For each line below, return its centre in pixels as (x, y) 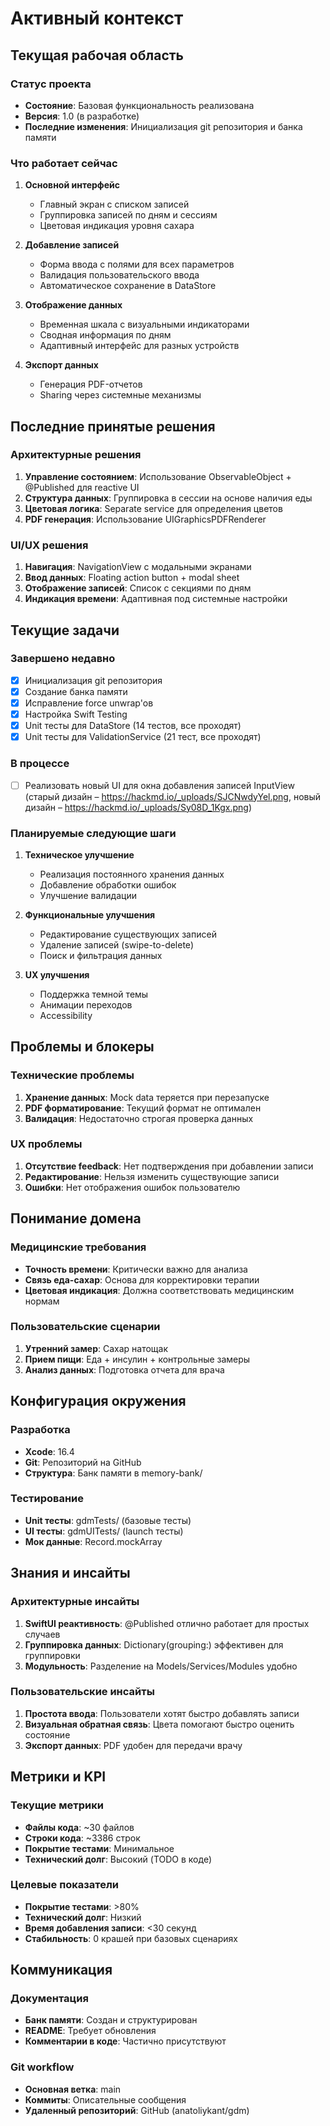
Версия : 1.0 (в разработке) (82, 116)
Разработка (40, 1430)
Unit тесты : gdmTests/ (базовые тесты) (108, 1520)
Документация (49, 1999)
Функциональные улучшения (90, 914)
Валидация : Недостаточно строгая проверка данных (139, 1118)
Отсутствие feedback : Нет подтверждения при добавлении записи (169, 1166)
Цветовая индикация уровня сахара (117, 226)
